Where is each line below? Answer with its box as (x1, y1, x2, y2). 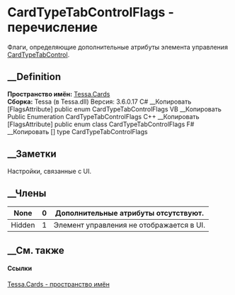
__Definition (7, 71, 62, 83)
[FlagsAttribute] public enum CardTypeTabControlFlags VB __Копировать (7, 104, 222, 113)
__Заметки (7, 148, 57, 160)
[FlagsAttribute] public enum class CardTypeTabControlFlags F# (7, 120, 195, 128)
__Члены (7, 187, 47, 199)
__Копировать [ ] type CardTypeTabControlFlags (7, 127, 148, 135)
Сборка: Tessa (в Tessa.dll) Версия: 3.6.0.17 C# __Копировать (7, 97, 192, 106)
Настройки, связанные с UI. (7, 167, 92, 175)
